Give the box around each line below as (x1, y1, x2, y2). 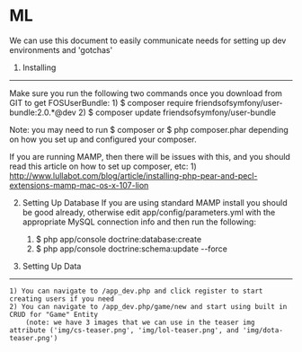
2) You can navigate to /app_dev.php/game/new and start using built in (9, 302, 288, 311)
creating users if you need (9, 294, 115, 304)
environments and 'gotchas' (9, 44, 113, 55)
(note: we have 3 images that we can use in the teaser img (25, 318, 255, 327)
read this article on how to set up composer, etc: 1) (9, 161, 198, 172)
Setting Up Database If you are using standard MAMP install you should (22, 197, 288, 207)
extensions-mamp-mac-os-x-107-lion (9, 180, 149, 190)
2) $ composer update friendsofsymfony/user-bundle (77, 107, 277, 118)
